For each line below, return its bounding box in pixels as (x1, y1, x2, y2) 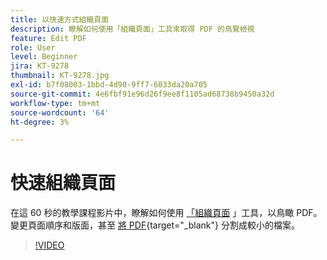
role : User (10, 42, 56, 53)
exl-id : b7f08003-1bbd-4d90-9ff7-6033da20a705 (10, 80, 208, 90)
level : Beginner (10, 52, 78, 62)
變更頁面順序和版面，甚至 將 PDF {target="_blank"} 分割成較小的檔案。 (10, 219, 300, 231)
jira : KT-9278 (10, 61, 70, 71)
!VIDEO (34, 239, 65, 251)
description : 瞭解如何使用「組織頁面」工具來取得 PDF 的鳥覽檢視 (10, 24, 255, 34)
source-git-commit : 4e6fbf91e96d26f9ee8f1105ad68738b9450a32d (10, 89, 275, 99)
